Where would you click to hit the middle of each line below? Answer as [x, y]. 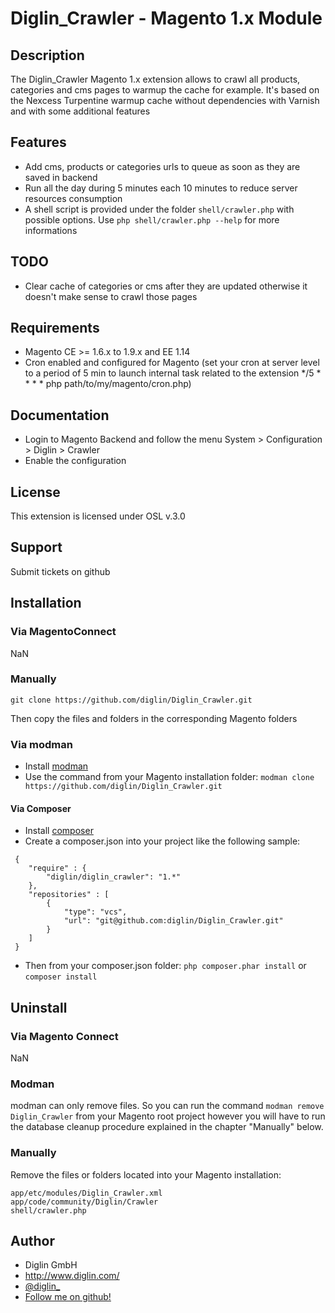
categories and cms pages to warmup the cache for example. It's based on [165, 90]
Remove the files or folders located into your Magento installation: [146, 1174]
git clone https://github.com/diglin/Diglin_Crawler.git [131, 700]
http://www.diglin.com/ [72, 1276]
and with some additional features [80, 111]
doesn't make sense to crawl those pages [111, 296]
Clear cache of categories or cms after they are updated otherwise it [166, 286]
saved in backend [61, 177]
